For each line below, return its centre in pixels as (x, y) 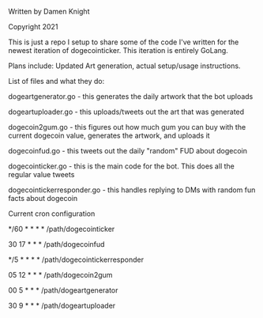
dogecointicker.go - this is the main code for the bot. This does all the (121, 166)
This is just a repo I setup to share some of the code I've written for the (124, 42)
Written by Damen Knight (49, 11)
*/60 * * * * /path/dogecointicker (62, 229)
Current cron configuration (52, 214)
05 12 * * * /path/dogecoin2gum (60, 275)
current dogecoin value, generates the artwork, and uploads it (109, 135)
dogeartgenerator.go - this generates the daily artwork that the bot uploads (131, 97)
